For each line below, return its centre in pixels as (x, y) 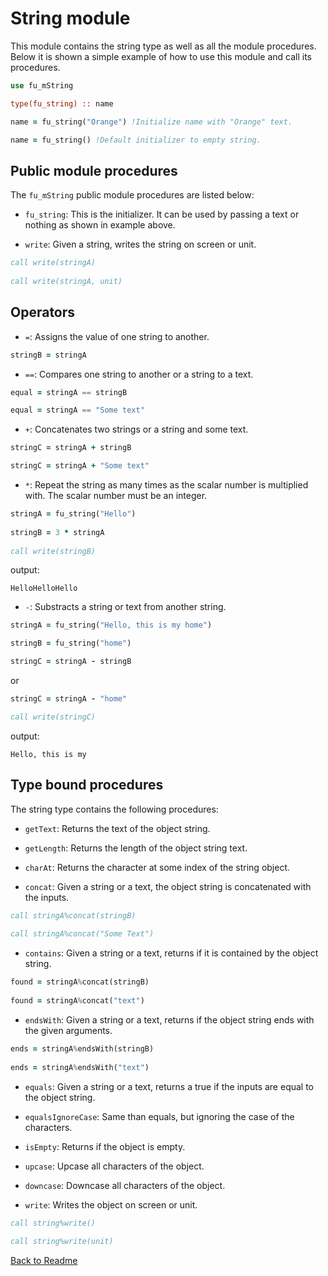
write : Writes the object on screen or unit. (111, 1204)
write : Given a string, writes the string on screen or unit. (140, 244)
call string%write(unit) (62, 1242)
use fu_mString (42, 85)
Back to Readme (44, 1261)
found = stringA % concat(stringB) (80, 982)
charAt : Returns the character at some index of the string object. (157, 867)
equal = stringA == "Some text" (77, 410)
